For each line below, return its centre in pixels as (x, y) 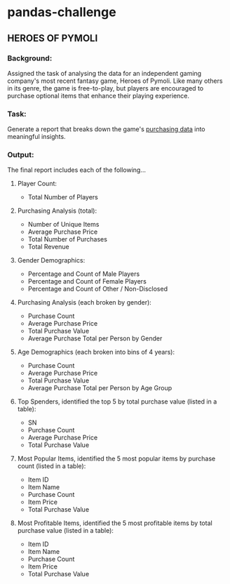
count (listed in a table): (52, 466)
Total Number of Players (63, 197)
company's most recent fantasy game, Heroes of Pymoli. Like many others (115, 81)
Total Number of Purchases (67, 239)
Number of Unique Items (63, 225)
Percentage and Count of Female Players (87, 281)
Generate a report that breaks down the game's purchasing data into (106, 129)
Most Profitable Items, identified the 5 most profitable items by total (115, 523)
